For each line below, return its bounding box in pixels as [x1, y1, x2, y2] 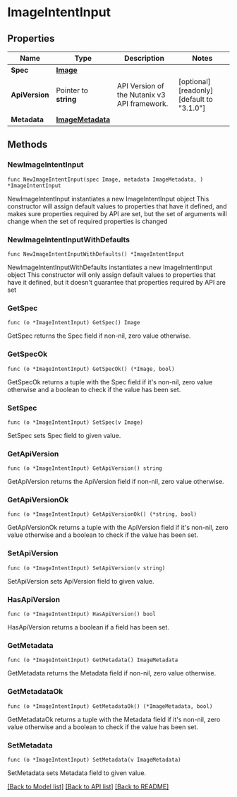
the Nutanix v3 [116, 90, 166, 100]
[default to [178, 95, 213, 104]
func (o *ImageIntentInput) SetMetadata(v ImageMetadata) [7, 756, 181, 763]
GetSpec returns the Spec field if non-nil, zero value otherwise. [7, 331, 191, 340]
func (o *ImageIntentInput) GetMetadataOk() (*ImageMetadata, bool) [7, 702, 213, 710]
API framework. [116, 99, 169, 108]
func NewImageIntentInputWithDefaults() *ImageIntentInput [7, 250, 185, 258]
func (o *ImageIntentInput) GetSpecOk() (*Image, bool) [7, 365, 175, 372]
